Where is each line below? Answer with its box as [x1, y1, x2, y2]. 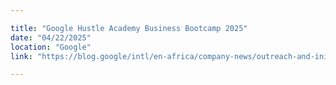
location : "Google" [10, 42, 92, 52]
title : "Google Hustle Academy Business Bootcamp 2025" [10, 23, 248, 33]
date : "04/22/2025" [10, 32, 92, 43]
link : [10, 51, 33, 61]
